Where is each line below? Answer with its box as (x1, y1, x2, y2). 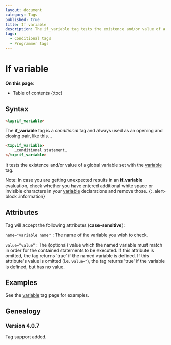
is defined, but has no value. (5, 263, 65, 270)
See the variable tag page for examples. (5, 292, 89, 298)
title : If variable (5, 22, 47, 27)
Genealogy (5, 307, 41, 316)
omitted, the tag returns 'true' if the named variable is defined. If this (5, 252, 149, 259)
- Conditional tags (10, 36, 52, 42)
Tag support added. (5, 334, 47, 340)
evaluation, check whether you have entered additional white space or (5, 182, 153, 189)
